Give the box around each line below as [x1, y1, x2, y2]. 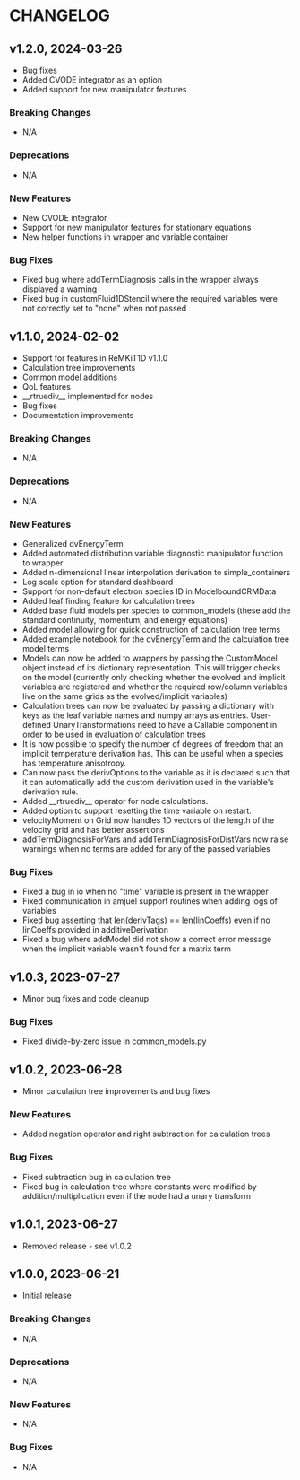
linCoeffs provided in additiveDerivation [21, 924, 168, 935]
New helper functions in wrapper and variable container [21, 231, 229, 242]
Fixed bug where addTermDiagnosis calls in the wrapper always [21, 275, 259, 285]
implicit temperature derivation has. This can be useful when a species [21, 748, 284, 758]
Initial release [21, 1290, 72, 1301]
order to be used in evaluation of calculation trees [21, 729, 206, 740]
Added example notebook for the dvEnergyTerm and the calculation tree [21, 634, 289, 644]
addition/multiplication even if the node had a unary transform [21, 1190, 252, 1201]
